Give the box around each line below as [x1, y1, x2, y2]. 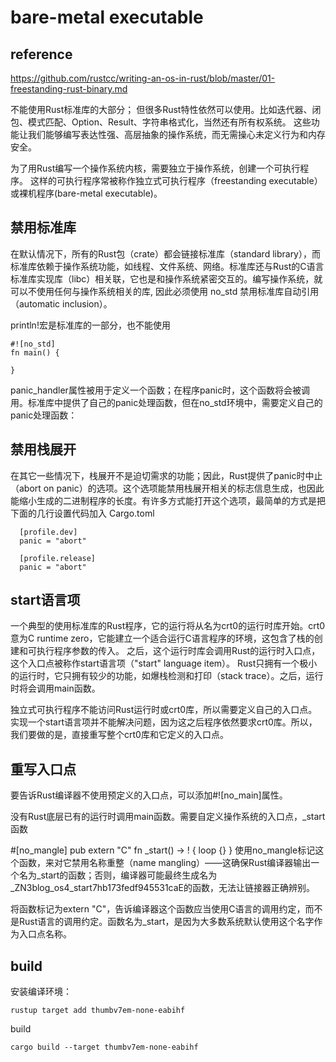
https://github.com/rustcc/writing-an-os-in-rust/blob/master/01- [10, 72, 276, 84]
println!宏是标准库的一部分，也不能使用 [10, 319, 171, 331]
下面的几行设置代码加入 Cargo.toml [10, 507, 155, 519]
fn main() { [10, 347, 60, 358]
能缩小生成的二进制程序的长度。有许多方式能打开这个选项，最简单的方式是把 [10, 494, 326, 506]
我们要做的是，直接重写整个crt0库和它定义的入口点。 [10, 729, 229, 741]
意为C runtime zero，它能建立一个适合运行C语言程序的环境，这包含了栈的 [10, 632, 315, 645]
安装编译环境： [10, 986, 72, 998]
